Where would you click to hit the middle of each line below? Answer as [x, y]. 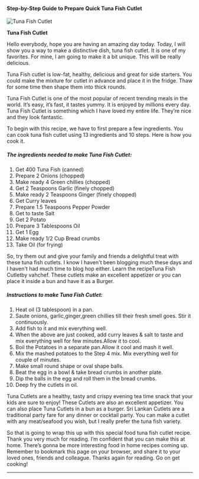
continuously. [32, 322]
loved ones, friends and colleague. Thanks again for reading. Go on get [93, 458]
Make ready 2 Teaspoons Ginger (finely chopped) [76, 195]
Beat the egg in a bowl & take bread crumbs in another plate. [89, 372]
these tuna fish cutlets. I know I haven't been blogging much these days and [99, 263]
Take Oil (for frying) [39, 245]
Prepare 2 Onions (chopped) [50, 176]
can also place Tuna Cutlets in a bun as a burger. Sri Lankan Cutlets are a [96, 409]
